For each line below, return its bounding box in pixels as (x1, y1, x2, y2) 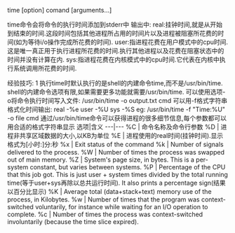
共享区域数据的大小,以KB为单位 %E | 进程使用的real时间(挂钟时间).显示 (19, 132, 224, 139)
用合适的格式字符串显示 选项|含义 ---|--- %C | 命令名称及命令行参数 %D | (7, 122, 220, 131)
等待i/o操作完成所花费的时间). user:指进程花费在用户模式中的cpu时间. (27, 38, 229, 46)
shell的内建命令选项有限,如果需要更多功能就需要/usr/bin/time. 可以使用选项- (7, 87, 226, 96)
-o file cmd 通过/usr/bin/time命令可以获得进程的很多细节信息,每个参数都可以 (7, 114, 227, 122)
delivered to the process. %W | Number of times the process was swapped (7, 148, 225, 156)
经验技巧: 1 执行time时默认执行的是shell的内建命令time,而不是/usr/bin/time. (7, 79, 223, 87)
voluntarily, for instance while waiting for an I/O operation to (34, 203, 208, 211)
